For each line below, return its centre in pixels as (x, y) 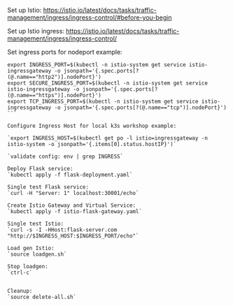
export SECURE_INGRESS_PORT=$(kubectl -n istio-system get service (108, 83)
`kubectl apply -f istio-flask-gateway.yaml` (75, 212)
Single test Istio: (36, 224)
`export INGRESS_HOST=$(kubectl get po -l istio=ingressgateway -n (108, 138)
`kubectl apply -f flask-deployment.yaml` (70, 175)
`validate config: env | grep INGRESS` (65, 156)
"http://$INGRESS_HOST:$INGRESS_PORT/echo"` (73, 236)
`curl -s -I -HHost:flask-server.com (62, 230)
